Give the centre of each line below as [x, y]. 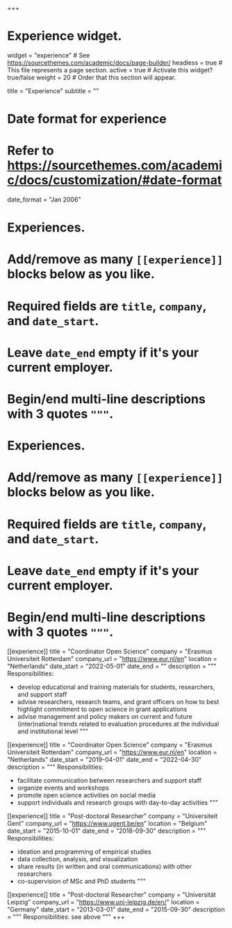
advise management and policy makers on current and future [105, 716]
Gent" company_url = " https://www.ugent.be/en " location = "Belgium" [107, 823]
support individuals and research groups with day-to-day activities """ [118, 802]
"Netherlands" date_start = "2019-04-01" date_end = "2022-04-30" [105, 759]
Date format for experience [87, 119]
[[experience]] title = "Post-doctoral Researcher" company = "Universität [112, 895]
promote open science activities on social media [86, 795]
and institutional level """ [53, 731]
